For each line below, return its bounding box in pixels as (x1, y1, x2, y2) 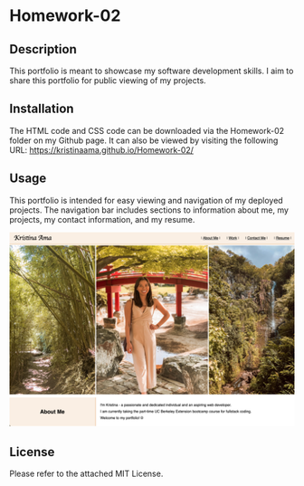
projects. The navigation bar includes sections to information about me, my (9, 205, 290, 215)
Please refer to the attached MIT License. (9, 468, 164, 479)
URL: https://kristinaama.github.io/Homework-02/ (9, 144, 195, 155)
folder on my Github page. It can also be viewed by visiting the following (9, 135, 279, 146)
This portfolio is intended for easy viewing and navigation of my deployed (9, 195, 283, 205)
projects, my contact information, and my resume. (9, 214, 195, 224)
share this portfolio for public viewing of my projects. (9, 75, 206, 86)
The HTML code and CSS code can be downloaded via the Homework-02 (9, 125, 285, 136)
